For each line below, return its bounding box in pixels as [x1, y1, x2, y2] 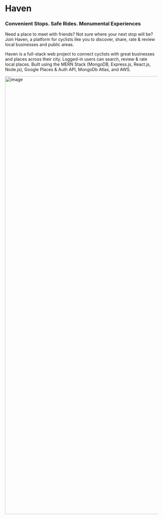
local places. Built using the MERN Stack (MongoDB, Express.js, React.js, [5, 61, 151, 67]
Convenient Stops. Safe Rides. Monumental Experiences [5, 20, 141, 27]
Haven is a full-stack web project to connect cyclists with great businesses [5, 51, 155, 57]
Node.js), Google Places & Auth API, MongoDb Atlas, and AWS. [5, 67, 131, 73]
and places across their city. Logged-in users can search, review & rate [5, 56, 147, 62]
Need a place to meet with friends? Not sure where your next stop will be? [5, 31, 153, 37]
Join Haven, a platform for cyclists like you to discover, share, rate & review [5, 37, 155, 42]
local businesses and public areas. [5, 42, 74, 48]
